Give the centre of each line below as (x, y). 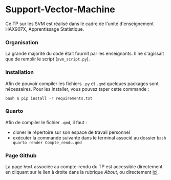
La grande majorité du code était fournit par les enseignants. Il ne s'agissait (85, 54)
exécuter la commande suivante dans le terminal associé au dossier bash (89, 137)
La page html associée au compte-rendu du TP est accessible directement (84, 167)
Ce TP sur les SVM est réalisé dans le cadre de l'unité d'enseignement (79, 24)
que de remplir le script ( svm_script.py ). (48, 59)
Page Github (21, 155)
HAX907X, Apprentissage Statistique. (45, 29)
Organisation (22, 42)
